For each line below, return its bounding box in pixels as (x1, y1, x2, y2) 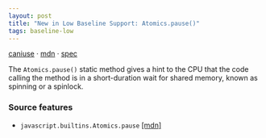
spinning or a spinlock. (8, 82, 84, 91)
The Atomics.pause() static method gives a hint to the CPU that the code (8, 65, 249, 74)
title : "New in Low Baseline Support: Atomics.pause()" (8, 19, 200, 27)
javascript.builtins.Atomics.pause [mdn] (19, 120, 162, 130)
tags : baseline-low (8, 27, 74, 35)
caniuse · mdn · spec (8, 49, 78, 59)
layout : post (8, 11, 52, 20)
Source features (8, 102, 73, 113)
